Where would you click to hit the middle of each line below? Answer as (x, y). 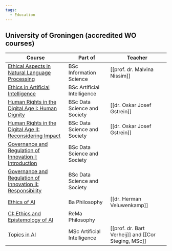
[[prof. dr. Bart (127, 229)
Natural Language (29, 73)
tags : (11, 10)
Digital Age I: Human (33, 109)
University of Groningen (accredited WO (71, 35)
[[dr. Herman (126, 199)
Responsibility (25, 191)
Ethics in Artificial (29, 87)
